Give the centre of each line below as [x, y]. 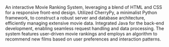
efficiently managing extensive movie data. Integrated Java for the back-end [84, 23]
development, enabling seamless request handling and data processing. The [85, 28]
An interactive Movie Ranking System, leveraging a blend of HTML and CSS [84, 7]
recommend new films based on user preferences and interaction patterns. [83, 39]
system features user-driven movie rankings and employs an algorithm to [81, 34]
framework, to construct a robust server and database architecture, [75, 18]
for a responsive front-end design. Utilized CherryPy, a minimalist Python [81, 12]
